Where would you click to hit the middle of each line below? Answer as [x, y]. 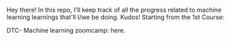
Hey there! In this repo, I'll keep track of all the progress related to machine [114, 10]
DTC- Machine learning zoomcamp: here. [66, 30]
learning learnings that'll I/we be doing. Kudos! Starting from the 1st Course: [115, 17]
